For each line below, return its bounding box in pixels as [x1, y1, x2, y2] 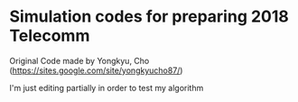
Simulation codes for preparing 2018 [9, 6, 289, 27]
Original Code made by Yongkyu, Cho [9, 55, 150, 66]
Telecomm [9, 25, 90, 46]
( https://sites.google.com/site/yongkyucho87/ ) [9, 65, 183, 76]
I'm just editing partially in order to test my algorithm [9, 82, 204, 93]
